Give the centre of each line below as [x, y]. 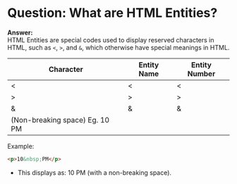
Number [201, 73]
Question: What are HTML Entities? [113, 13]
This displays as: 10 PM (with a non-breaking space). [94, 172]
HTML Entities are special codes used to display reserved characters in [111, 39]
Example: [21, 146]
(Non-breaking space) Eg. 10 [60, 120]
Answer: [20, 32]
